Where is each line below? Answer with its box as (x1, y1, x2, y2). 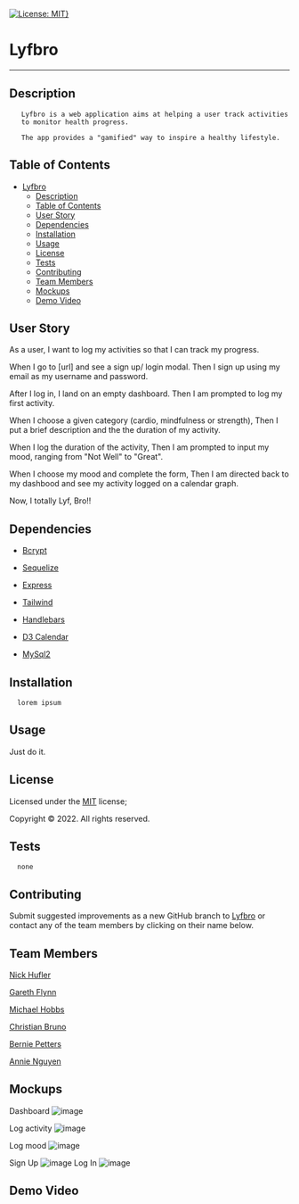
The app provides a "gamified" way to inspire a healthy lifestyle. (20, 133, 280, 142)
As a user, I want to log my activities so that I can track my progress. (9, 345, 260, 355)
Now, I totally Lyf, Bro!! (9, 495, 92, 506)
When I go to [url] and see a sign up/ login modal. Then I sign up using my (9, 361, 280, 372)
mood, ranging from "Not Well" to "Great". (9, 452, 163, 462)
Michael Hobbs (9, 1004, 65, 1015)
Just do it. (9, 746, 46, 757)
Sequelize (21, 562, 60, 573)
